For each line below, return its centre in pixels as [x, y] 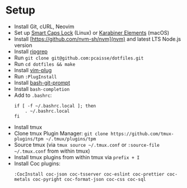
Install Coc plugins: [37, 163]
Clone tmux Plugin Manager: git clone [61, 133]
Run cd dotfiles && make [45, 64]
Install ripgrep [31, 51]
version [23, 45]
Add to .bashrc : [33, 95]
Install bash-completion [42, 89]
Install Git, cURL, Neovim [44, 26]
